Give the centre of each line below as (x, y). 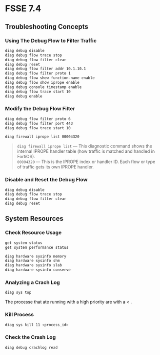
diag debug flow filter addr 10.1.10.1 (46, 69)
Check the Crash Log (30, 337)
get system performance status (37, 247)
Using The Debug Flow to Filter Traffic (51, 41)
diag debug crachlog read (31, 347)
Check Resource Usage (33, 233)
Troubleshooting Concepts (47, 27)
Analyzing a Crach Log (32, 282)
